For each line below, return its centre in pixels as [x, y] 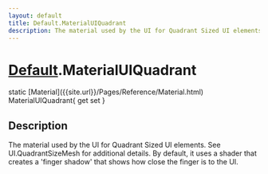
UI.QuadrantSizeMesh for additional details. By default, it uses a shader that [133, 153]
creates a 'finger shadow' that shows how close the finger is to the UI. [124, 162]
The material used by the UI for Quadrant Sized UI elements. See [114, 145]
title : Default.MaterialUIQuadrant [67, 23]
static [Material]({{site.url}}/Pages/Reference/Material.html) [106, 92]
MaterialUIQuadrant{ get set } [57, 101]
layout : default [35, 16]
